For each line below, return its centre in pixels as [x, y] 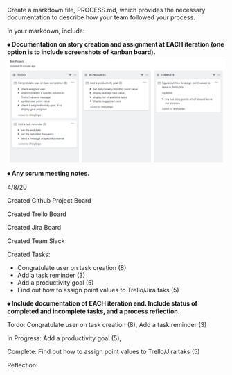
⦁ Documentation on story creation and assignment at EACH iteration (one [116, 44]
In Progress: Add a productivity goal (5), [64, 338]
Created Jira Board [34, 228]
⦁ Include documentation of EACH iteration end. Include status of [102, 303]
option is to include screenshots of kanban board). [81, 52]
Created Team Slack [36, 241]
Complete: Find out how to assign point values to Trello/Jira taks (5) [104, 352]
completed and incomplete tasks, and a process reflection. [93, 311]
